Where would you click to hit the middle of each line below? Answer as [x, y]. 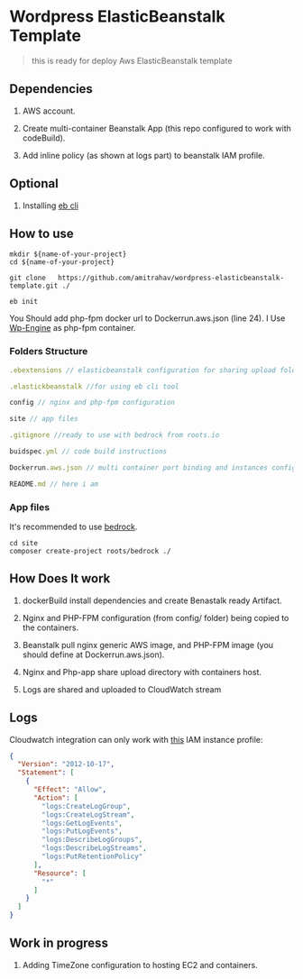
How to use [41, 233]
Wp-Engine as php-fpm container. [73, 328]
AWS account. [49, 111]
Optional [34, 183]
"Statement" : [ [46, 773]
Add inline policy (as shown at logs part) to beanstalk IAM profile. [144, 155]
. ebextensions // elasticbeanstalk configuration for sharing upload [143, 370]
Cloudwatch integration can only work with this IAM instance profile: [136, 739]
